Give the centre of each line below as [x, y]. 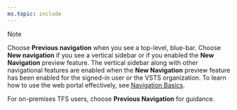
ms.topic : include [34, 14]
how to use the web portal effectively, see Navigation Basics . [96, 85]
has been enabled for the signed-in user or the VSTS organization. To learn [117, 78]
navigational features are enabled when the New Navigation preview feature [119, 70]
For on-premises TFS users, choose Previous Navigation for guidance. [111, 99]
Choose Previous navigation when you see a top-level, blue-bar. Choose [114, 47]
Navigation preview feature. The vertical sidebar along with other [103, 62]
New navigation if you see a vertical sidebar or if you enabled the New [111, 55]
